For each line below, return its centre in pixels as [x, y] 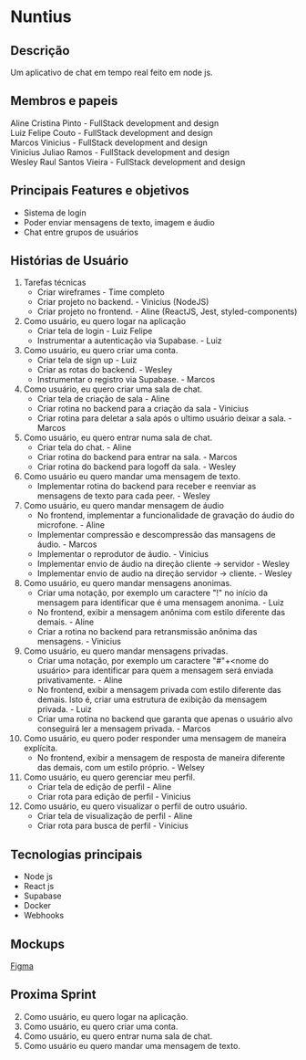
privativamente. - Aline [80, 680]
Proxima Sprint [53, 995]
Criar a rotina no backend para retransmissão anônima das [147, 632]
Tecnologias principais [76, 854]
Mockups [38, 944]
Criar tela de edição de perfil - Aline [104, 787]
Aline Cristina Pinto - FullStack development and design [115, 123]
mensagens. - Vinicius [79, 642]
